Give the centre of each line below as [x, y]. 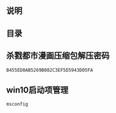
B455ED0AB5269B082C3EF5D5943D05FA [50, 70]
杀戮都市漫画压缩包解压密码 [58, 56]
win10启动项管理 [37, 90]
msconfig [17, 105]
